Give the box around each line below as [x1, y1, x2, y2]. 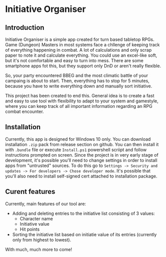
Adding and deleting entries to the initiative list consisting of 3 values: [12, 210, 155, 216]
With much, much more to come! [5, 246, 72, 252]
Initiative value [19, 221, 50, 227]
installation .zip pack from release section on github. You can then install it [5, 141, 159, 147]
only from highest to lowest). [12, 237, 71, 243]
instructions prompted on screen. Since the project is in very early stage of [5, 152, 159, 158]
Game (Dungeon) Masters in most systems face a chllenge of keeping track [5, 42, 160, 48]
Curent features [5, 187, 56, 196]
